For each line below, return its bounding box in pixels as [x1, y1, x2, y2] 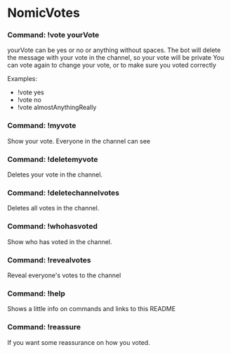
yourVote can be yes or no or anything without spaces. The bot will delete [7, 46, 221, 54]
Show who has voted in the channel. [7, 237, 112, 246]
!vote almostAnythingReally [17, 103, 97, 112]
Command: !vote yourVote [7, 30, 100, 40]
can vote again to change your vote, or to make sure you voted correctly [7, 61, 216, 70]
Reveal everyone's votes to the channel [7, 271, 121, 279]
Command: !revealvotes [7, 255, 91, 265]
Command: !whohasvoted [7, 222, 98, 232]
